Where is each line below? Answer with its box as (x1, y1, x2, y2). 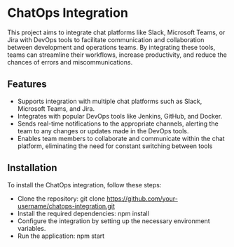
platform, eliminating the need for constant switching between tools (17, 142, 213, 150)
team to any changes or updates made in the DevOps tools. (17, 126, 189, 135)
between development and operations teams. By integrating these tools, (7, 43, 216, 51)
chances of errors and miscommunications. (7, 58, 133, 66)
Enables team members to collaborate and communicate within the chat (17, 134, 226, 142)
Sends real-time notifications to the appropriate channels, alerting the (17, 119, 219, 128)
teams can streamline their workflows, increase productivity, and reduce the (7, 51, 228, 59)
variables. (17, 224, 46, 232)
